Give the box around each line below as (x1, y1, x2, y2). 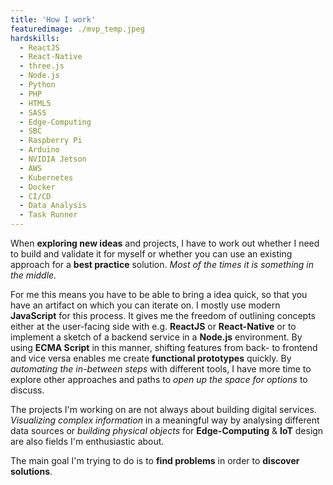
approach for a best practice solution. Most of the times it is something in (10, 259, 315, 270)
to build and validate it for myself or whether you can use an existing (10, 248, 293, 260)
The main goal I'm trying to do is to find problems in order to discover (10, 455, 300, 466)
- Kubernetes (19, 172, 74, 183)
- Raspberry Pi (19, 136, 83, 146)
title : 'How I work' (10, 14, 97, 25)
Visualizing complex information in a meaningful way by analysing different (10, 414, 320, 426)
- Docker (19, 182, 56, 192)
